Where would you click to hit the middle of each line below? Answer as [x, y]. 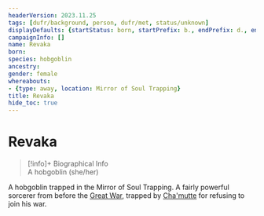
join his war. [27, 204]
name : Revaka [29, 45]
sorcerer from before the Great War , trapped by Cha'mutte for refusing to [126, 196]
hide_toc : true [33, 103]
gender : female [33, 74]
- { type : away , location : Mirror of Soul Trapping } [94, 88]
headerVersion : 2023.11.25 [52, 15]
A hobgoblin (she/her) [63, 172]
